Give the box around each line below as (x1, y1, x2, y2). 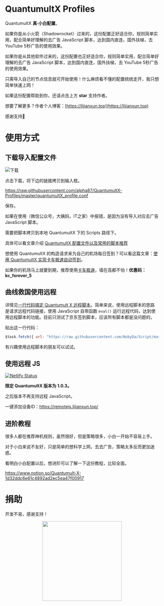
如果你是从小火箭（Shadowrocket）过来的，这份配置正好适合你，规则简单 (5, 30, 154, 36)
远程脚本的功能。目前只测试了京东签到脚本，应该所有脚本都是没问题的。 (9, 314, 155, 320)
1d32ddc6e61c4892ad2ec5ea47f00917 (5, 475, 84, 481)
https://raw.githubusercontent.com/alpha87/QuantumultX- (5, 187, 123, 193)
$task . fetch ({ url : (5, 334, 45, 339)
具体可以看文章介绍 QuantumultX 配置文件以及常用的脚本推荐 (5, 240, 128, 246)
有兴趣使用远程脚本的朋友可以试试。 (5, 344, 78, 350)
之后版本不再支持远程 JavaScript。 (5, 393, 75, 399)
